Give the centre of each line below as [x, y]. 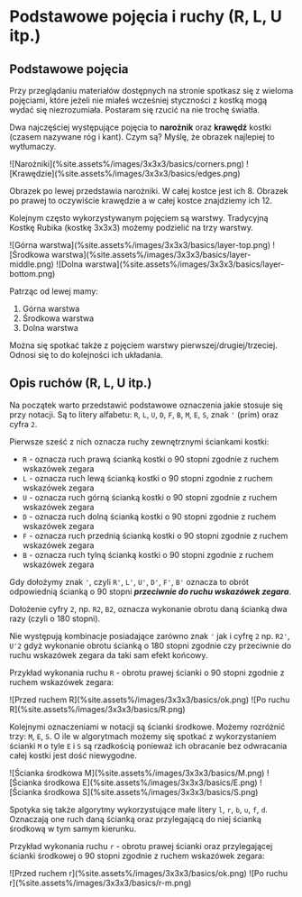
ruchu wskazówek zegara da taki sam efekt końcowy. [109, 654]
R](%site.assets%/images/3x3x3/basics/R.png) [98, 709]
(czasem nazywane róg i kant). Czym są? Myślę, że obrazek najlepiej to [142, 137]
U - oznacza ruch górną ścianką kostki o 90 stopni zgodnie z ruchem [150, 497]
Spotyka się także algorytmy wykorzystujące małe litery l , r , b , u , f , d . [139, 810]
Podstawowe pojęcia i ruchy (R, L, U [146, 17]
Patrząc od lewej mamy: [54, 291]
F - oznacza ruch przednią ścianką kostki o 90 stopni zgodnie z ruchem [155, 535]
